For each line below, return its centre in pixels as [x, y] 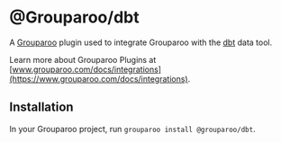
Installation [41, 107]
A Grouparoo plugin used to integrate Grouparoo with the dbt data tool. [141, 42]
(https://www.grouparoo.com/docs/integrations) [99, 78]
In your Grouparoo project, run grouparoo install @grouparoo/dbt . [132, 129]
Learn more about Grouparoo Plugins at [83, 59]
